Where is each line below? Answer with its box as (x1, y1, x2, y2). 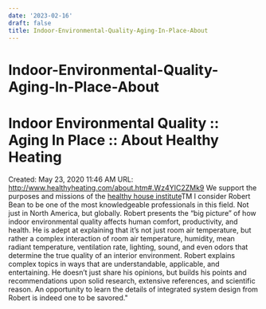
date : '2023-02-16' (8, 11, 73, 20)
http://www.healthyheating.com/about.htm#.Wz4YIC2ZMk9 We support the (8, 182, 257, 192)
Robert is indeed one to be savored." (8, 292, 129, 303)
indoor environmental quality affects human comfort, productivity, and (8, 217, 238, 226)
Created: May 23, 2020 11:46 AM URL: (8, 174, 134, 184)
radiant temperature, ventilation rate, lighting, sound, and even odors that (8, 242, 248, 252)
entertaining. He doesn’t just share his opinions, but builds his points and (8, 268, 247, 277)
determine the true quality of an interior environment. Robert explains (8, 250, 236, 260)
